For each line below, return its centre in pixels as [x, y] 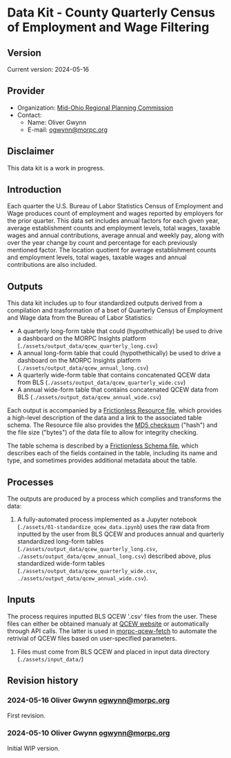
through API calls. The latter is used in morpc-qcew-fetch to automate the [112, 631]
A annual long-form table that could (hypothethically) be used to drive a [119, 353]
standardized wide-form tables [61, 563]
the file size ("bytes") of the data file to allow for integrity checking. [103, 432]
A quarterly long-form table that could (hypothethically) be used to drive [120, 331]
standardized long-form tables [60, 541]
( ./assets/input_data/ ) [50, 659]
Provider [26, 91]
